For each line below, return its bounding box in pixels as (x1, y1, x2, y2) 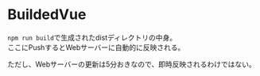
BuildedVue (7, 6, 87, 24)
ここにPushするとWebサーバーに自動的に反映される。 (7, 42, 185, 52)
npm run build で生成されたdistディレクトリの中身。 (7, 32, 177, 42)
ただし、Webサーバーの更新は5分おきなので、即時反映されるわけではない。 (7, 59, 256, 69)
